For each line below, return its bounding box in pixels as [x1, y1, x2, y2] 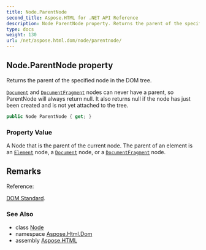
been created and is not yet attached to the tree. [6, 101, 129, 109]
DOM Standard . [6, 194, 46, 201]
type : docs [6, 26, 34, 33]
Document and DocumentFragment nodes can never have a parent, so [6, 88, 174, 96]
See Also [6, 209, 34, 218]
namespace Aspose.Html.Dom [15, 230, 93, 238]
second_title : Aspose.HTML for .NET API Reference [6, 15, 139, 21]
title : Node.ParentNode [6, 9, 67, 15]
